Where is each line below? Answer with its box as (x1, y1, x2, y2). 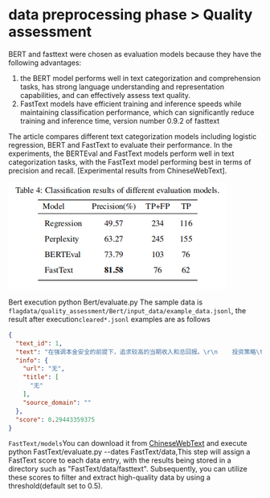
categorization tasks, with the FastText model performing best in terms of (8, 157, 252, 166)
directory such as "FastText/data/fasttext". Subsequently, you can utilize (8, 464, 247, 474)
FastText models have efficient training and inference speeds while (19, 99, 242, 108)
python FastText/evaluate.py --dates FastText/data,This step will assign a (8, 447, 251, 457)
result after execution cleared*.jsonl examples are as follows (8, 314, 211, 324)
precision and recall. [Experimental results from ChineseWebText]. (8, 165, 227, 175)
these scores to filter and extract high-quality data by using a (8, 472, 211, 483)
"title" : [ (22, 373, 59, 382)
